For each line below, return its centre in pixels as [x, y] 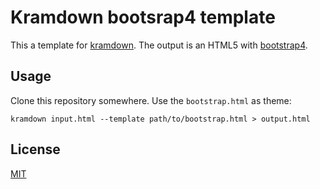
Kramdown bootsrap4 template [143, 17]
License [35, 149]
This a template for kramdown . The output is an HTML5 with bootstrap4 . [159, 45]
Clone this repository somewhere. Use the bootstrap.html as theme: [151, 100]
